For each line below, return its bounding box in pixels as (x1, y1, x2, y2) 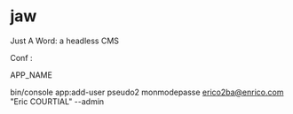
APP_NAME (10, 69, 52, 80)
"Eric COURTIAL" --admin (10, 95, 105, 107)
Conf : (10, 52, 34, 63)
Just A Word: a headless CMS (10, 35, 119, 46)
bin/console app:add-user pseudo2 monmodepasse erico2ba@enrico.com (10, 87, 284, 97)
